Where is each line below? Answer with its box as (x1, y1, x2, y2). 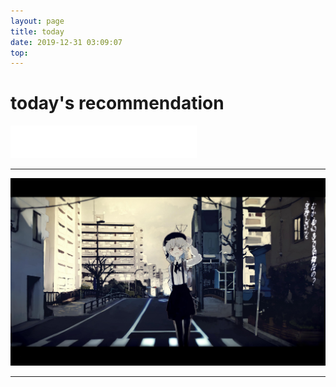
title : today (10, 26, 65, 37)
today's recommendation (10, 92, 225, 115)
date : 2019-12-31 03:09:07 (10, 37, 123, 47)
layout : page (10, 16, 65, 26)
